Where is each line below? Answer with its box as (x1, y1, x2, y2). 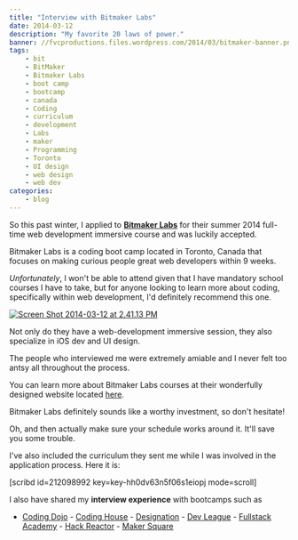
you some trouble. (9, 432, 75, 443)
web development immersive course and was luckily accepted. (27, 229, 257, 239)
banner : (9, 37, 38, 47)
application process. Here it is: (9, 459, 121, 470)
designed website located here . (9, 389, 124, 399)
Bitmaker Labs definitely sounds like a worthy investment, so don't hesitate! (9, 406, 286, 416)
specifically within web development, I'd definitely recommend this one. (9, 291, 272, 302)
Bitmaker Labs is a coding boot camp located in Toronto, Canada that (9, 246, 263, 256)
